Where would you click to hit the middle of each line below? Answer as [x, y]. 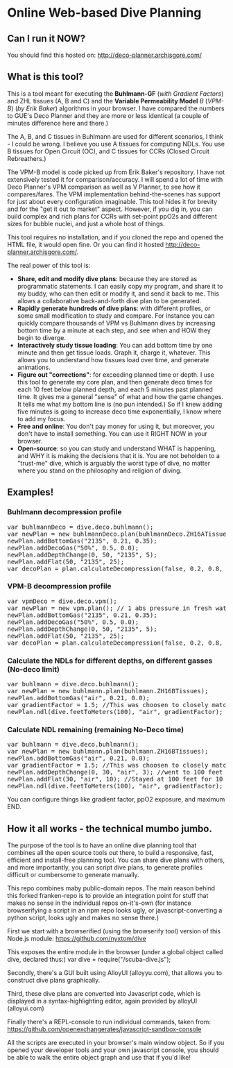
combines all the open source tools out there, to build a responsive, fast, [110, 853]
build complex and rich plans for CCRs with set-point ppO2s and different [112, 216]
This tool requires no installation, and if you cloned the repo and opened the [115, 237]
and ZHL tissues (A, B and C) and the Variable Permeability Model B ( [107, 101]
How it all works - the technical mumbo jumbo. [110, 828]
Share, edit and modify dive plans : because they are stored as [107, 278]
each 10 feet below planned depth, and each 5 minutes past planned [115, 389]
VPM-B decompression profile [60, 586]
